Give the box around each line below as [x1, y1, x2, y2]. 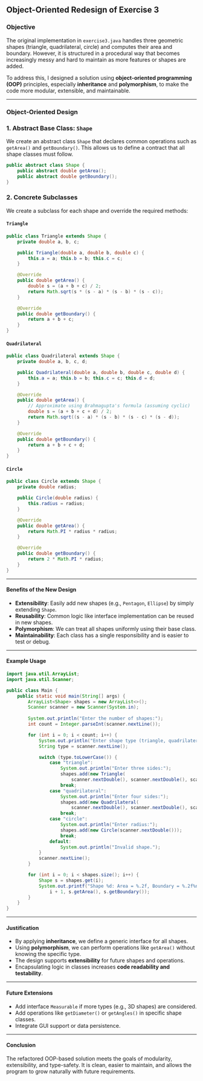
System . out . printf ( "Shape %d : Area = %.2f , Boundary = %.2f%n [38, 883, 199, 889]
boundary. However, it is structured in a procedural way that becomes [6, 50, 180, 57]
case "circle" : [49, 816, 88, 822]
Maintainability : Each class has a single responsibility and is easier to [14, 631, 189, 639]
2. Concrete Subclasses [6, 193, 78, 202]
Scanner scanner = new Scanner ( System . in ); [28, 704, 139, 711]
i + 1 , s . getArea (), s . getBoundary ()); [49, 888, 150, 895]
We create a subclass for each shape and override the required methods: [6, 207, 188, 214]
